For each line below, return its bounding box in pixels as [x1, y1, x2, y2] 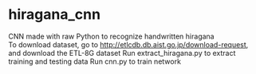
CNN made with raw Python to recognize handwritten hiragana [8, 31, 215, 41]
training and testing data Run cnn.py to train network [8, 57, 182, 66]
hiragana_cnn [8, 6, 101, 24]
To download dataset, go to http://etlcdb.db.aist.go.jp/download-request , [8, 39, 249, 49]
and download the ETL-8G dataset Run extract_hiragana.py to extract [8, 48, 236, 57]
